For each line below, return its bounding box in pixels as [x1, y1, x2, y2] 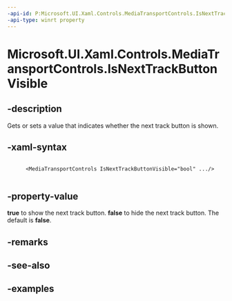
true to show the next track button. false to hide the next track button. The [7, 208, 220, 217]
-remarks [7, 236, 48, 248]
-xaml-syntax [7, 141, 68, 153]
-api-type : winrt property [7, 17, 85, 23]
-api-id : [7, 10, 32, 17]
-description [7, 103, 62, 115]
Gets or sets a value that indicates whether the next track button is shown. [7, 122, 219, 130]
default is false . [7, 216, 52, 224]
